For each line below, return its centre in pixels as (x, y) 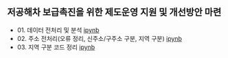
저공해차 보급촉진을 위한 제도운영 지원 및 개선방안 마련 (114, 12)
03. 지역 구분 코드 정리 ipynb (56, 47)
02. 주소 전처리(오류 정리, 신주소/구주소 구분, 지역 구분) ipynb (99, 38)
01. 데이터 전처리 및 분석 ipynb (58, 30)
